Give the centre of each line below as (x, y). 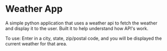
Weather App (34, 9)
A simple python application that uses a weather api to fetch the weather (81, 23)
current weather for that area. (36, 43)
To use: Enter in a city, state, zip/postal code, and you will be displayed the (83, 38)
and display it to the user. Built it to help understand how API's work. (77, 28)
